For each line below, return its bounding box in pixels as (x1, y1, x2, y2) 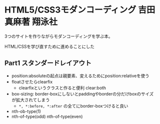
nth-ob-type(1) (11, 108, 42, 114)
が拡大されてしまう (11, 97, 50, 103)
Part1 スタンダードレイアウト (4, 59, 92, 68)
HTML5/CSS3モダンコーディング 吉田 (4, 4, 155, 15)
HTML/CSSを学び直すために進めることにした (4, 43, 95, 49)
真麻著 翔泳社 (4, 16, 58, 28)
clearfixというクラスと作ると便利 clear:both (18, 85, 106, 91)
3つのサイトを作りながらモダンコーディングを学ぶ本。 (4, 33, 113, 39)
